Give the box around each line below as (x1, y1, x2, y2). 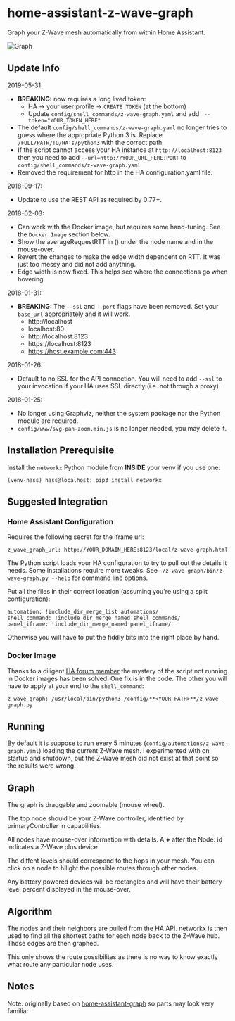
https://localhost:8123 (27, 339, 91, 348)
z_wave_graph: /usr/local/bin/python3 (7, 695, 121, 702)
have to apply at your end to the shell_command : (7, 681, 144, 690)
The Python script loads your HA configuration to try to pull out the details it (7, 559, 227, 567)
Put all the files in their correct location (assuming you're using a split (7, 588, 208, 596)
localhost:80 (27, 324, 65, 333)
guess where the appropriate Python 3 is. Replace (17, 130, 163, 139)
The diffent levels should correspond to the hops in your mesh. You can (7, 856, 215, 865)
